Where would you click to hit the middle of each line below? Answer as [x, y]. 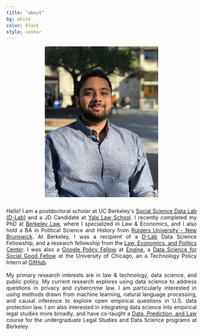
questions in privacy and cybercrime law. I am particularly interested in [101, 288]
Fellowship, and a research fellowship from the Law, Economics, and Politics [101, 243]
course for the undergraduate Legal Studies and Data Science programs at [101, 320]
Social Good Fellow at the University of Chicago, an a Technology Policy [102, 256]
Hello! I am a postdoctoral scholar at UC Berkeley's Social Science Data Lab [101, 211]
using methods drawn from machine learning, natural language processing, [101, 294]
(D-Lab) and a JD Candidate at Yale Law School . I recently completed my [101, 218]
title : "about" [25, 13]
